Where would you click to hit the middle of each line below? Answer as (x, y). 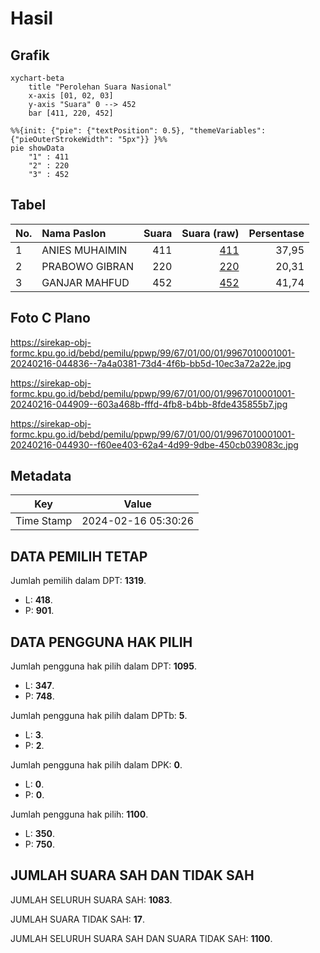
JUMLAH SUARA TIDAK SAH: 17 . (78, 919)
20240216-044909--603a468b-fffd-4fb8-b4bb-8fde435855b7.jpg (149, 404)
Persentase (276, 233)
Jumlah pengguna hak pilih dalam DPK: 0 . (96, 765)
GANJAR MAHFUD (85, 282)
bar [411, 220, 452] (71, 113)
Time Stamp (44, 521)
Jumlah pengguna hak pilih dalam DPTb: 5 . (99, 716)
